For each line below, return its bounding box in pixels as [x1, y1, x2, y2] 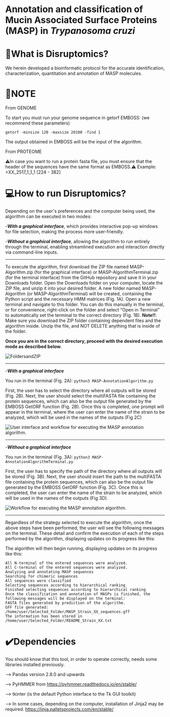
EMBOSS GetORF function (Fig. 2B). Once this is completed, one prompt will [5, 404, 164, 410]
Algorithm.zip [5, 269, 33, 275]
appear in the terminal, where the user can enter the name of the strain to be [5, 409, 165, 415]
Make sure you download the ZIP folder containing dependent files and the [5, 317, 161, 324]
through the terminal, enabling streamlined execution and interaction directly [5, 244, 165, 250]
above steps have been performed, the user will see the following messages [5, 525, 164, 531]
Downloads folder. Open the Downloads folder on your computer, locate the [5, 280, 163, 286]
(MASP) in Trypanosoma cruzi [5, 25, 135, 36]
